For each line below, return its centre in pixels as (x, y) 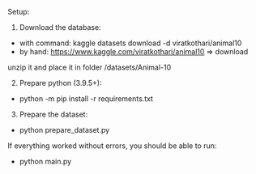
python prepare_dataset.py (64, 130)
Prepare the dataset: (53, 114)
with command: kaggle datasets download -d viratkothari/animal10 (130, 43)
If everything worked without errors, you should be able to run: (112, 146)
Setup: (19, 12)
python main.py (45, 161)
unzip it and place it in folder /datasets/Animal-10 (90, 67)
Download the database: (60, 27)
